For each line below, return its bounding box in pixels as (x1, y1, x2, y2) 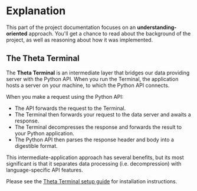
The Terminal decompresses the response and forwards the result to (14, 123, 182, 131)
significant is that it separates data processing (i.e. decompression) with (6, 160, 182, 167)
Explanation (6, 4, 66, 18)
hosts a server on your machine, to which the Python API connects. (6, 82, 170, 89)
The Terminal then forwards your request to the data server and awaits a (14, 111, 192, 118)
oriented (6, 30, 28, 37)
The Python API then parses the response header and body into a (14, 136, 174, 143)
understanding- (137, 24, 177, 31)
